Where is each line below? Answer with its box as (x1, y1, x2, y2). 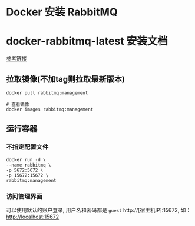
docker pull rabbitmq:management (6, 89, 88, 96)
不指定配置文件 (6, 143, 49, 151)
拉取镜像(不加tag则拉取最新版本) (6, 74, 125, 84)
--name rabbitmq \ (6, 162, 51, 168)
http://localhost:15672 (6, 213, 60, 220)
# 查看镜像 (6, 101, 29, 107)
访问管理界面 (6, 192, 43, 200)
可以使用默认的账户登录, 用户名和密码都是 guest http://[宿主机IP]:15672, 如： (6, 207, 191, 214)
